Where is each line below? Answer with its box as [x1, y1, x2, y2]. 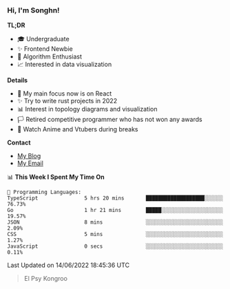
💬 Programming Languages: [7, 189, 81, 196]
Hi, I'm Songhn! [7, 6, 60, 15]
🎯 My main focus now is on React [17, 89, 112, 98]
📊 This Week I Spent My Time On [7, 173, 105, 181]
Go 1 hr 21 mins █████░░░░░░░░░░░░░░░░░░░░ [7, 207, 224, 214]
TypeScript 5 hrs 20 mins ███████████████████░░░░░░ [7, 195, 224, 202]
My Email [17, 159, 43, 167]
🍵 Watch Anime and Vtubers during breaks [17, 125, 138, 133]
